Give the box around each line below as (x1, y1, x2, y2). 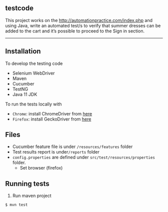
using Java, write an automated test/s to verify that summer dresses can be (5, 22, 161, 28)
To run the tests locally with (5, 101, 62, 107)
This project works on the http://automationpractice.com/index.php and (5, 17, 153, 23)
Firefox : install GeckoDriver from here (12, 116, 91, 122)
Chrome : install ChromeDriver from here (12, 110, 92, 116)
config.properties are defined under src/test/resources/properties (12, 154, 155, 160)
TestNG (12, 86, 28, 92)
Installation (5, 47, 41, 55)
